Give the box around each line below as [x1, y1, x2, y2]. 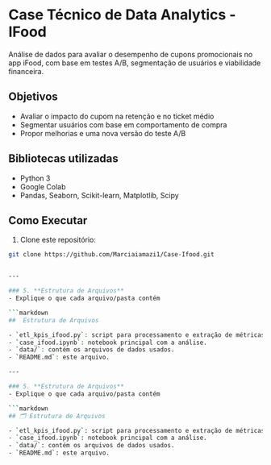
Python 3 [19, 173, 51, 183]
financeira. [8, 66, 44, 76]
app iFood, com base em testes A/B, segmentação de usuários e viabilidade [8, 58, 261, 68]
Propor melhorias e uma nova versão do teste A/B [19, 128, 186, 138]
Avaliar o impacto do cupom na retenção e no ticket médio [19, 111, 215, 121]
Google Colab [19, 181, 66, 191]
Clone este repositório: [19, 235, 97, 245]
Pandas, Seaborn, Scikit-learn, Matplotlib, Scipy [19, 190, 179, 200]
